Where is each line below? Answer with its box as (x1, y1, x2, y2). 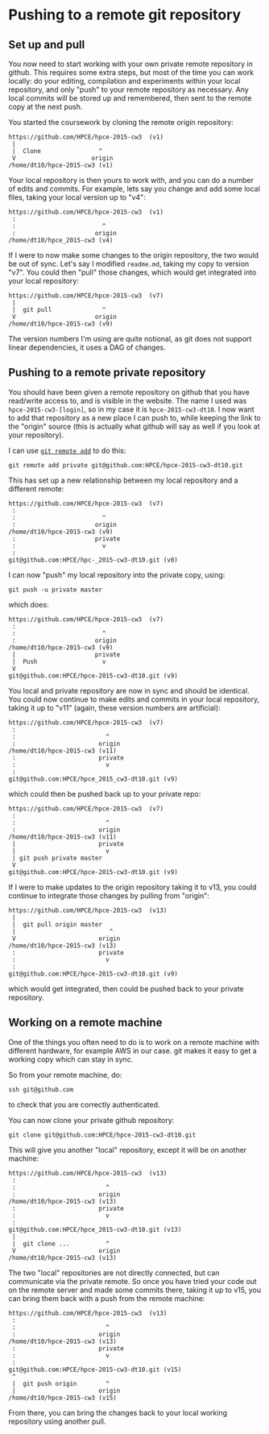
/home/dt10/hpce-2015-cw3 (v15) (8, 1394, 117, 1402)
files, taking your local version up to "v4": (8, 193, 147, 202)
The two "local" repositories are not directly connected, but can (8, 1267, 220, 1278)
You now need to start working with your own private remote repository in (8, 59, 254, 68)
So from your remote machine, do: (8, 1070, 122, 1080)
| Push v (11, 657, 106, 665)
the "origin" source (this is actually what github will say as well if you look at (8, 421, 260, 431)
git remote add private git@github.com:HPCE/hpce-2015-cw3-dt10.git (8, 461, 243, 469)
